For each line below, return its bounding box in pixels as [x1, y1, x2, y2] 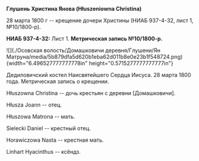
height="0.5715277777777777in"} [89, 60, 174, 67]
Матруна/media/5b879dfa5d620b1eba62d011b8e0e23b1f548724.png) [6, 53, 183, 60]
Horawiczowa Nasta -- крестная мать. [6, 136, 104, 143]
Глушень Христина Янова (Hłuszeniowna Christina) [6, 5, 142, 12]
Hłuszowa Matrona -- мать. [6, 113, 76, 120]
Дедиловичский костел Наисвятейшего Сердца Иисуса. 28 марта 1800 [6, 71, 191, 78]
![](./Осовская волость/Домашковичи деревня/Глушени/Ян [6, 47, 161, 54]
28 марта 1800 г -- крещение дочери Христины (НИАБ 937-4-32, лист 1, [6, 17, 194, 24]
